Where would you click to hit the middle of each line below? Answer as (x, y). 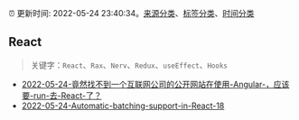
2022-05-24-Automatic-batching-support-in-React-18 (123, 106)
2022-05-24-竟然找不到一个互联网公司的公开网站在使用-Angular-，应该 (155, 84)
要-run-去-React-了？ (61, 95)
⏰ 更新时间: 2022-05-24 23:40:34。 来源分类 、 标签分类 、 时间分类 (131, 13)
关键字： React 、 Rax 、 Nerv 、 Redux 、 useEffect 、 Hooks (129, 65)
